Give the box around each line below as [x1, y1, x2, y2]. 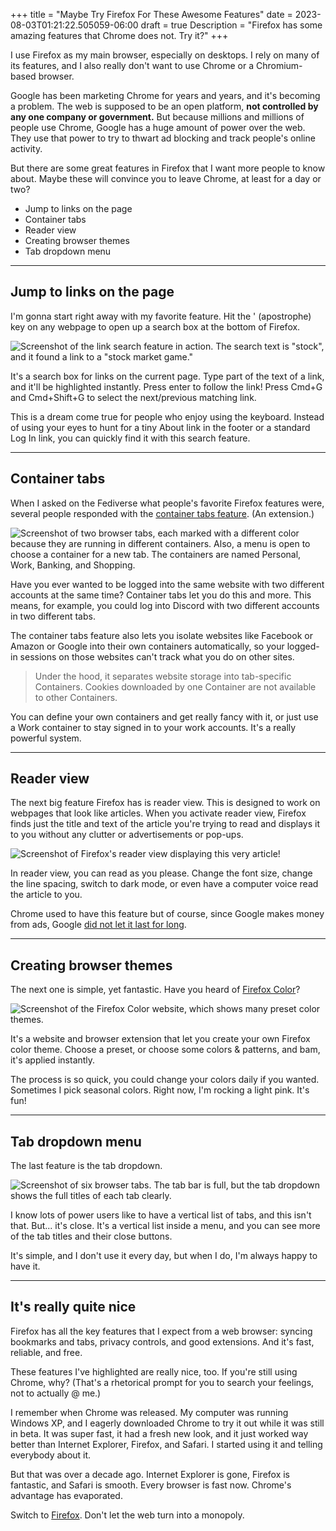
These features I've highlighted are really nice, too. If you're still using [10, 1365, 298, 1378]
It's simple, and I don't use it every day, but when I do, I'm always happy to [10, 1250, 318, 1262]
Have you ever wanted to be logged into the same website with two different [10, 578, 325, 590]
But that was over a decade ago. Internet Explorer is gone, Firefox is [10, 1468, 291, 1480]
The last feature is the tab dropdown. [10, 1160, 163, 1172]
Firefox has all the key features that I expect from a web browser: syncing [10, 1325, 313, 1337]
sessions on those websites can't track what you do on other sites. [19, 650, 295, 663]
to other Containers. [34, 691, 118, 703]
